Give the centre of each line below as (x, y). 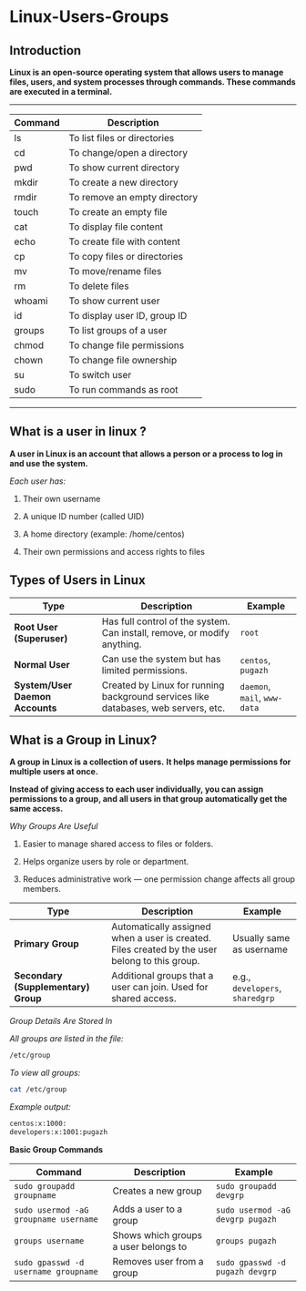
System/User (43, 685)
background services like (155, 696)
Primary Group (46, 944)
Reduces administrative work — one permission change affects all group (159, 879)
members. (41, 889)
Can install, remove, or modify (166, 632)
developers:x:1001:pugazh (58, 1132)
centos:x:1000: (38, 1124)
